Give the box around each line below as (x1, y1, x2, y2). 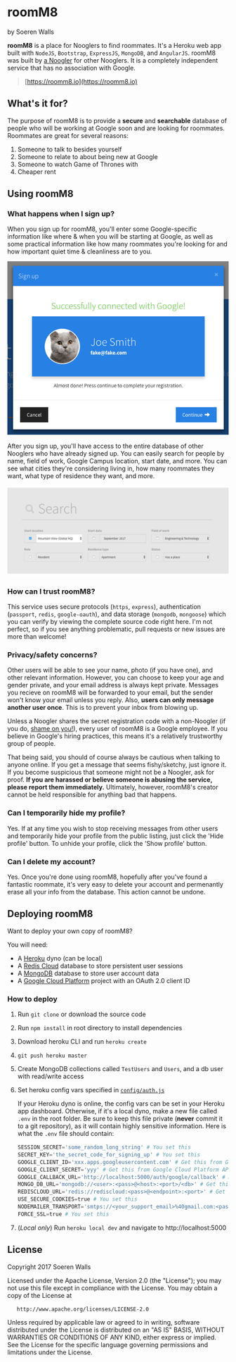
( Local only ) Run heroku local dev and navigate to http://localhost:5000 (17, 1223, 227, 1232)
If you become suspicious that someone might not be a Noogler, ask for (7, 768, 215, 777)
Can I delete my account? (7, 856, 96, 866)
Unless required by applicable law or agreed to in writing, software (7, 1318, 200, 1326)
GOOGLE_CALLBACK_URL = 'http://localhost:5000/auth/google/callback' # (17, 1173, 226, 1180)
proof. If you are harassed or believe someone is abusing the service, (7, 775, 213, 784)
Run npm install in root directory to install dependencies (17, 1024, 183, 1032)
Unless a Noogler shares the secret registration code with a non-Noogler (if (7, 717, 226, 725)
